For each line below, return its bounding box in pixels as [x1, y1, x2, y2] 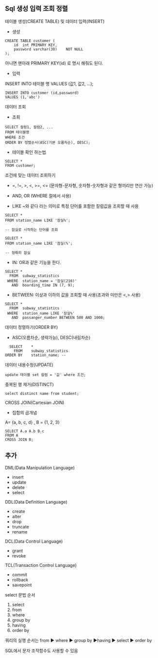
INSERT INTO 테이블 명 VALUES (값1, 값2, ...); [5, 80, 94, 86]
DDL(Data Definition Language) [5, 499, 68, 505]
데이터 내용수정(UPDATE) [5, 361, 54, 367]
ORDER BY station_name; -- [5, 353, 66, 358]
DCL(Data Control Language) [5, 538, 63, 544]
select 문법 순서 [5, 592, 35, 597]
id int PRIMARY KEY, [14, 43, 57, 47]
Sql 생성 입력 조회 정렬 [5, 4, 68, 13]
